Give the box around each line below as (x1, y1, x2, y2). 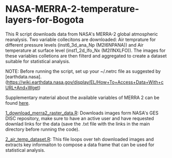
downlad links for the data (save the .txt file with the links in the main (5, 121, 150, 127)
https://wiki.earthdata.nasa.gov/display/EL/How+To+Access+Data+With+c (7, 79, 164, 85)
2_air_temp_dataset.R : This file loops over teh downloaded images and (5, 136, 154, 142)
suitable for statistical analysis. (5, 58, 71, 64)
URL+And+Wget (5, 84, 39, 90)
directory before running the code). (5, 126, 80, 132)
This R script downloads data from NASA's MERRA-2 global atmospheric (5, 31, 158, 37)
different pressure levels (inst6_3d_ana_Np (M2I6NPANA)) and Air (5, 42, 144, 48)
